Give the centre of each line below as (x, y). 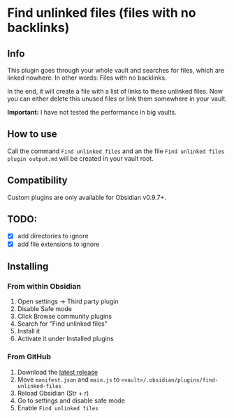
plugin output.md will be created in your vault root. (80, 158)
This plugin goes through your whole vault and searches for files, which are (116, 70)
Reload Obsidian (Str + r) (53, 393)
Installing (28, 266)
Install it (29, 331)
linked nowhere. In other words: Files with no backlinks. (87, 78)
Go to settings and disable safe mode (71, 401)
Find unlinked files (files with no (102, 13)
